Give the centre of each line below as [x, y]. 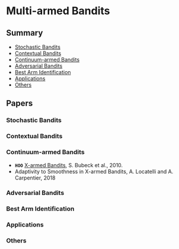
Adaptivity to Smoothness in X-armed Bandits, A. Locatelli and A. [94, 171]
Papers [20, 103]
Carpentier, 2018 [35, 178]
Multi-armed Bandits [58, 11]
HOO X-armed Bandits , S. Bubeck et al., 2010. [69, 165]
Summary [25, 33]
